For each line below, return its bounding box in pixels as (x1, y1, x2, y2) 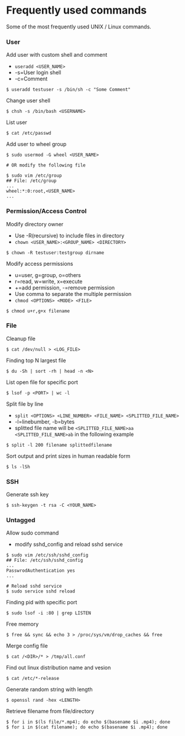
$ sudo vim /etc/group (6, 172, 62, 179)
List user (6, 119, 28, 126)
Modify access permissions (6, 260, 73, 267)
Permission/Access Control (6, 207, 87, 216)
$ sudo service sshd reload (6, 588, 76, 594)
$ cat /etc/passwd (6, 131, 51, 136)
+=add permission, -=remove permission (14, 284, 115, 291)
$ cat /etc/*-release (6, 676, 60, 682)
